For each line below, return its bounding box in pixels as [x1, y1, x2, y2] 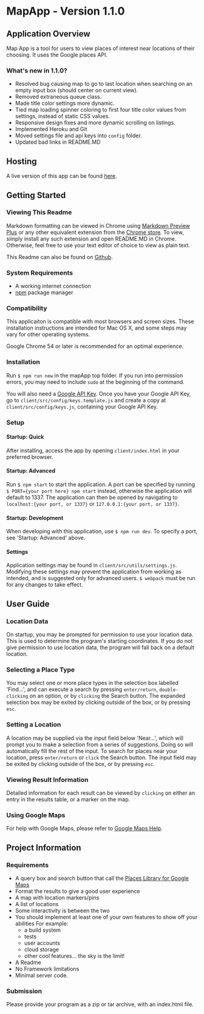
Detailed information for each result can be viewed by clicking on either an [6, 789, 195, 796]
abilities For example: [15, 920, 69, 927]
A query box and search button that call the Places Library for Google [15, 874, 189, 882]
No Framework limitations [15, 965, 80, 973]
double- [159, 687, 179, 693]
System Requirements [6, 268, 73, 277]
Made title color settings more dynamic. [15, 99, 115, 107]
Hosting [6, 156, 38, 166]
